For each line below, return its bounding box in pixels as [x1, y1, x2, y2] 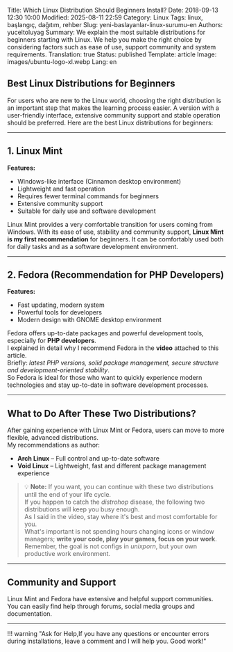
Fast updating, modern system [17, 301, 105, 309]
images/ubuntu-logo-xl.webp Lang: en [7, 58, 117, 65]
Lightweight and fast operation [17, 184, 105, 193]
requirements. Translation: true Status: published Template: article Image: [7, 50, 217, 58]
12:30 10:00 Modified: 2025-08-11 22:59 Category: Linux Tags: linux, [7, 13, 203, 22]
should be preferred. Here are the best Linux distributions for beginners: [7, 118, 214, 127]
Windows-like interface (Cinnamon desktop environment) [17, 177, 182, 185]
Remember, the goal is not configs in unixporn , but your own [24, 542, 198, 550]
